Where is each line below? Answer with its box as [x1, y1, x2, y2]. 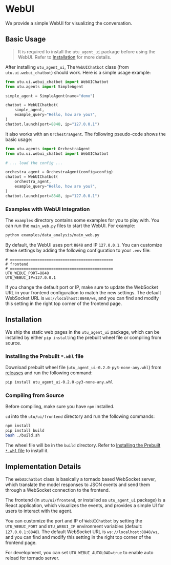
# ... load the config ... [5, 160, 63, 166]
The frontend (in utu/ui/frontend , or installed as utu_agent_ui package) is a [5, 497, 165, 503]
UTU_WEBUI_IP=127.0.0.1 [5, 275, 56, 280]
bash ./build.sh [5, 433, 40, 438]
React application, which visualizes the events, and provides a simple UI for [5, 502, 164, 508]
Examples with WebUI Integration [5, 206, 90, 213]
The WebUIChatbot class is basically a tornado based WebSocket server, [5, 476, 156, 482]
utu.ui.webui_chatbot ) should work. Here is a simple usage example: [5, 69, 151, 75]
